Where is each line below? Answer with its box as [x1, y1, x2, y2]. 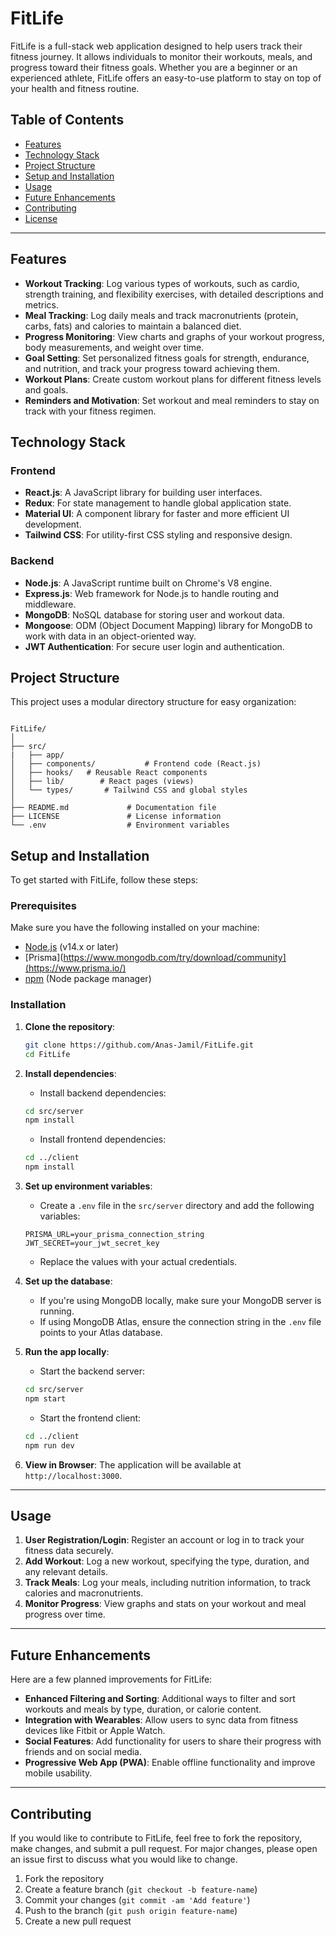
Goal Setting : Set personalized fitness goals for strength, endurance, [24, 352, 310, 364]
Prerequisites [10, 899, 77, 913]
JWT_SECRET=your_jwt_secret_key [24, 1238, 160, 1249]
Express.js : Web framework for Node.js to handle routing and [24, 587, 280, 599]
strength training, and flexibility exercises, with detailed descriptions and [24, 288, 324, 300]
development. [24, 518, 82, 531]
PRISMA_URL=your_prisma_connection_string [24, 1230, 205, 1240]
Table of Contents [10, 112, 125, 129]
